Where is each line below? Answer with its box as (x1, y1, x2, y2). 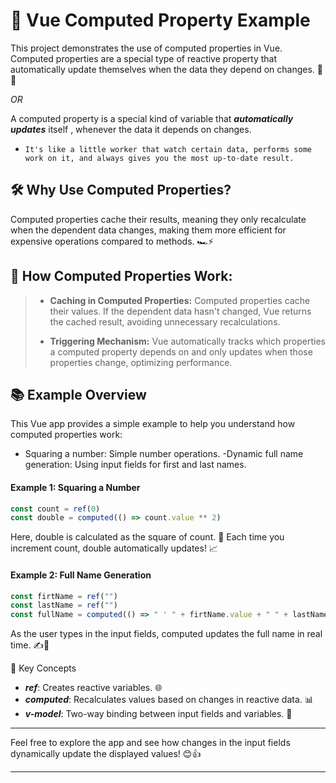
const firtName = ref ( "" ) (10, 591, 118, 601)
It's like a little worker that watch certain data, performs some (24, 144, 312, 154)
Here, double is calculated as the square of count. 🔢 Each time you (10, 531, 285, 543)
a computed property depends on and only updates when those (49, 345, 313, 358)
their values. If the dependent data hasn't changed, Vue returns (49, 305, 312, 317)
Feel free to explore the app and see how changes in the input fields (10, 737, 291, 749)
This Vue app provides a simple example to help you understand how (10, 418, 296, 430)
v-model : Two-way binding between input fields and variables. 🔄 (24, 708, 293, 720)
